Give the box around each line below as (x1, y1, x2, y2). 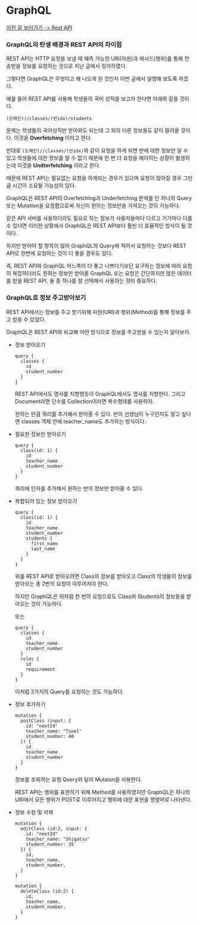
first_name (30, 540, 58, 547)
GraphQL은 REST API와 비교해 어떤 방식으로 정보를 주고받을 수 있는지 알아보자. (6, 328, 191, 335)
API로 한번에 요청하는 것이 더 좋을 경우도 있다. (6, 250, 113, 257)
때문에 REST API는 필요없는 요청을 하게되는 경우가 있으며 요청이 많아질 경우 (6, 174, 182, 182)
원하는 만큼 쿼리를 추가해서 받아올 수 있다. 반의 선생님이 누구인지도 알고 (14, 410, 181, 417)
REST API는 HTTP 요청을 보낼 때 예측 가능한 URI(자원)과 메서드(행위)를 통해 (6, 55, 184, 63)
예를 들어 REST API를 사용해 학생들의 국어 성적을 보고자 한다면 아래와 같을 (6, 95, 179, 102)
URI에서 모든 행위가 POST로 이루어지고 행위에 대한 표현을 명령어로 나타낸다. (14, 796, 192, 803)
